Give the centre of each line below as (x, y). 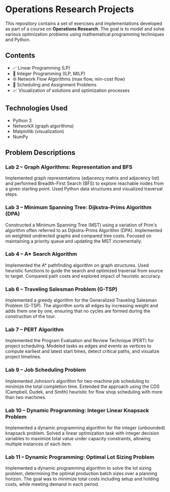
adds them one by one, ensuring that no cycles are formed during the (78, 311)
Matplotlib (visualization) (38, 131)
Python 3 (22, 120)
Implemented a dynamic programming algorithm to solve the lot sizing (78, 468)
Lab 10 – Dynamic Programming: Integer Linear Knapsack (77, 410)
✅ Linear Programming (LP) (41, 68)
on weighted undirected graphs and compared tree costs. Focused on (78, 236)
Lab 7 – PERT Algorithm (35, 330)
